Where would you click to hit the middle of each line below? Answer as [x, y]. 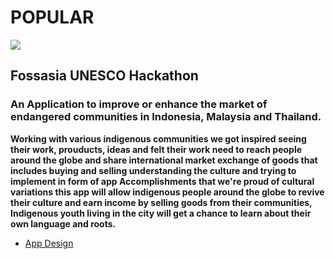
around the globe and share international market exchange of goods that [164, 160]
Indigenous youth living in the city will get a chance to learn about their [161, 213]
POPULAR [52, 17]
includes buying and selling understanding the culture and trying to [153, 170]
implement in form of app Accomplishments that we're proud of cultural [162, 181]
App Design [49, 243]
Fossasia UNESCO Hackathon [104, 76]
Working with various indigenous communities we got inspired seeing [158, 138]
